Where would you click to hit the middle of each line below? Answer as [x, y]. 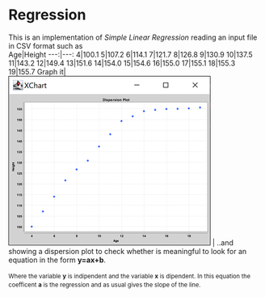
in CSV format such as [46, 45]
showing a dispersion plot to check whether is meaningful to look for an [128, 251]
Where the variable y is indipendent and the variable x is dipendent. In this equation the [129, 276]
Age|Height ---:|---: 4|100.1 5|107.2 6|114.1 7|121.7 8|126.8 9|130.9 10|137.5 [130, 54]
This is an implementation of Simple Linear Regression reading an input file [133, 37]
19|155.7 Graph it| [37, 71]
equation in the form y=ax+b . [57, 260]
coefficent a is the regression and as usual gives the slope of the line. [105, 285]
